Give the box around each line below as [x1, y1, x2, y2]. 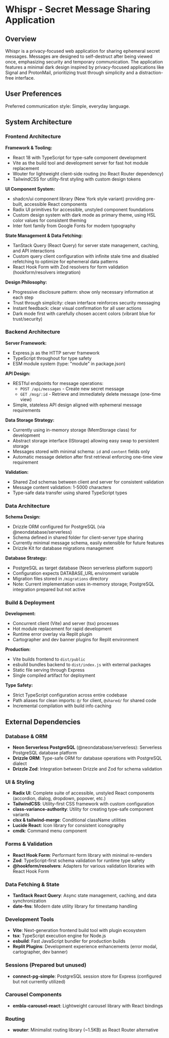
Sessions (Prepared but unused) [5, 961, 87, 968]
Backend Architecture [5, 328, 61, 335]
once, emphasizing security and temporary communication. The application [5, 59, 163, 64]
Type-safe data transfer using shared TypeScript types [12, 490, 128, 496]
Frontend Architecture [5, 133, 61, 140]
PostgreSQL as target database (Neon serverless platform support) [12, 565, 153, 571]
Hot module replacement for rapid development [12, 626, 112, 632]
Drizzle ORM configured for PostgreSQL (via [12, 524, 105, 530]
